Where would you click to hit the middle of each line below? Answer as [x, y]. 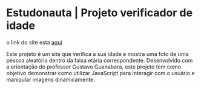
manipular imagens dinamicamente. [51, 79]
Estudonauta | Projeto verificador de [99, 13]
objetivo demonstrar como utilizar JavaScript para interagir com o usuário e [100, 73]
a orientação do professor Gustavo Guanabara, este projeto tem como [94, 67]
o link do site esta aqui [34, 42]
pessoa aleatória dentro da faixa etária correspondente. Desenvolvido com [100, 60]
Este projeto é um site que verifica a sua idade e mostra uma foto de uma [97, 54]
